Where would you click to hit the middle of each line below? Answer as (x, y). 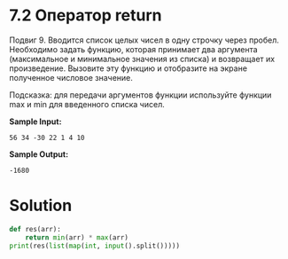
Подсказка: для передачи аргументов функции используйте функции (140, 95)
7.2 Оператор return (86, 16)
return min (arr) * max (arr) (77, 237)
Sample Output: (39, 154)
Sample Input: (35, 122)
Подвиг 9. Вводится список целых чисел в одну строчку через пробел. (144, 40)
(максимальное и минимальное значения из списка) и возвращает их (142, 59)
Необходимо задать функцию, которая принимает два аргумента (134, 49)
